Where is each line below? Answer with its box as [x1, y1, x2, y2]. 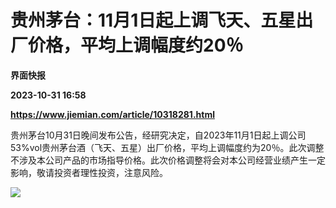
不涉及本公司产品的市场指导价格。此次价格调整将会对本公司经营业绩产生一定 [10, 154, 326, 166]
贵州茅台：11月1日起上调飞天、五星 [10, 9, 297, 32]
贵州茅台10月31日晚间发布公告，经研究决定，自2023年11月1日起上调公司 [10, 129, 307, 141]
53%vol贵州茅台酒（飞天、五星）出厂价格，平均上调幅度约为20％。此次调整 [10, 141, 325, 153]
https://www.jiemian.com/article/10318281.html [10, 108, 215, 120]
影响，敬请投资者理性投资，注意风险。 [10, 166, 168, 178]
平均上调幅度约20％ [80, 34, 244, 57]
